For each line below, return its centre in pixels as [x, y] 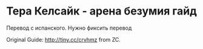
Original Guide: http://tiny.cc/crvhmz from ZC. [64, 39]
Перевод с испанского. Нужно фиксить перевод [69, 28]
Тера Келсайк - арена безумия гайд [101, 11]
